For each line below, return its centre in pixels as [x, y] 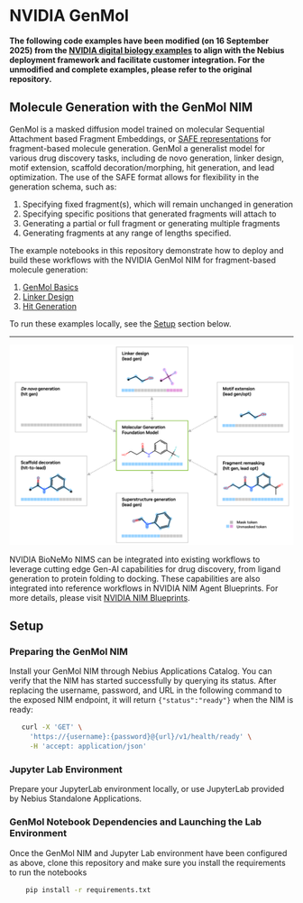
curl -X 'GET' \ [52, 727]
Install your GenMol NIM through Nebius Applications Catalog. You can [141, 671]
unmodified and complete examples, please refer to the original [131, 69]
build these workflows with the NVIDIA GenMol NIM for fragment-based [143, 260]
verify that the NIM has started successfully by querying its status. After [143, 681]
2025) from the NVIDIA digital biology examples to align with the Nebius [147, 50]
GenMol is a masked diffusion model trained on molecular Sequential [137, 129]
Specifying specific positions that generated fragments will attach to [149, 214]
